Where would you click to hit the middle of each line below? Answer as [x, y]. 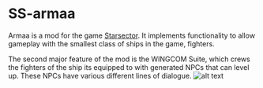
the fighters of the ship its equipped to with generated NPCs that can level [129, 67]
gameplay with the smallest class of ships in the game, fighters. [111, 43]
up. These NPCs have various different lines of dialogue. [100, 75]
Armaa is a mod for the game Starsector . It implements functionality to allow [131, 35]
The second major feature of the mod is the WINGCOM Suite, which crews [129, 59]
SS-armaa [42, 14]
